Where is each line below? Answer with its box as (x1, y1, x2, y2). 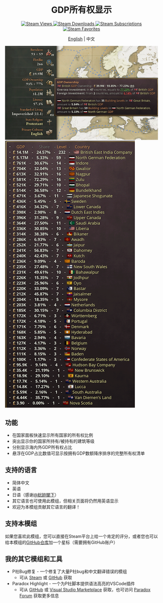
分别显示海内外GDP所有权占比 (12, 444, 73, 450)
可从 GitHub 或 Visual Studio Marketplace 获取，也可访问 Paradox (19, 587, 151, 593)
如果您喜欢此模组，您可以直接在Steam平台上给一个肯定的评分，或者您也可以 (5, 533, 158, 539)
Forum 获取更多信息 (19, 593, 59, 599)
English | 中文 (67, 36, 96, 42)
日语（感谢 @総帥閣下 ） (12, 492, 59, 497)
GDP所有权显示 (51, 4, 112, 16)
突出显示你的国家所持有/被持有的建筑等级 (12, 438, 95, 444)
